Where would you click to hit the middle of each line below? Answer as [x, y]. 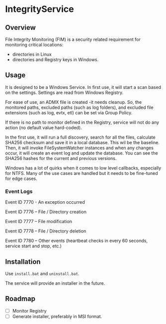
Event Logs [19, 191]
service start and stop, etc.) [34, 246]
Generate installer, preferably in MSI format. [57, 316]
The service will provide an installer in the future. [55, 283]
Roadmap [20, 299]
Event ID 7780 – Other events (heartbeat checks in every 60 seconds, [77, 241]
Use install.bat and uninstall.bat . [42, 273]
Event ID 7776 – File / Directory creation [46, 212]
